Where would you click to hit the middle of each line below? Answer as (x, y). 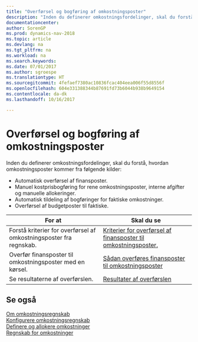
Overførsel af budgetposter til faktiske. (62, 206)
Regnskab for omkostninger (40, 333)
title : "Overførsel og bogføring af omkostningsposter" (76, 12)
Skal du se (146, 220)
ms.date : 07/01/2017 (32, 66)
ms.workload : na (26, 56)
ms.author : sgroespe (32, 72)
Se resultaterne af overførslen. (51, 279)
